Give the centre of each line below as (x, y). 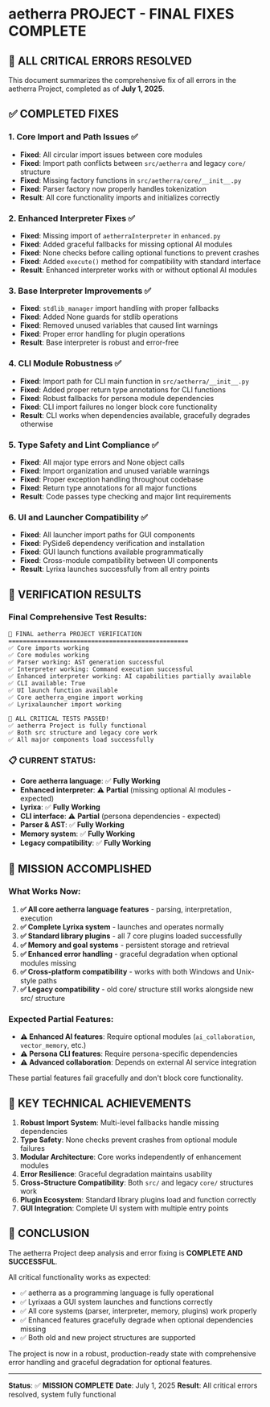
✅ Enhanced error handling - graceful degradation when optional (129, 954)
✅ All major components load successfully (81, 739)
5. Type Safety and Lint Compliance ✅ (84, 445)
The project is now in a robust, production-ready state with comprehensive (132, 1353)
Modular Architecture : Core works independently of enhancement (131, 1157)
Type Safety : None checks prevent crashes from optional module (129, 1140)
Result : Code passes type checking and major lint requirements (125, 496)
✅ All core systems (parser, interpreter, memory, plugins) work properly (138, 1310)
